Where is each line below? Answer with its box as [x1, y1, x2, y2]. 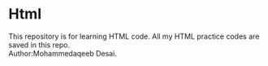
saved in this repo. [8, 39, 71, 49]
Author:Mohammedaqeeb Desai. [8, 48, 118, 58]
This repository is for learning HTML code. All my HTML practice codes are [8, 31, 260, 41]
